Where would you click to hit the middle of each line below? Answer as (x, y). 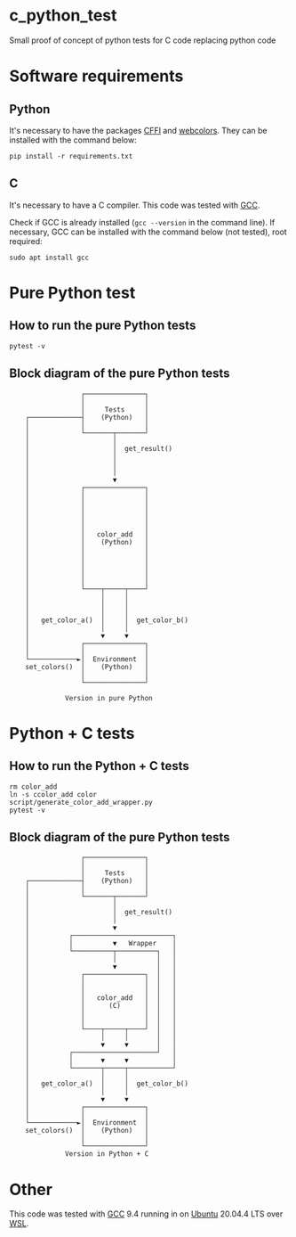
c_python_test (63, 16)
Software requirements (96, 76)
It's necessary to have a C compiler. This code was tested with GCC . (135, 205)
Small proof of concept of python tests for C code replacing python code (143, 40)
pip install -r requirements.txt (71, 156)
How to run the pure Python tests (103, 326)
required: (26, 241)
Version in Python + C (107, 1154)
